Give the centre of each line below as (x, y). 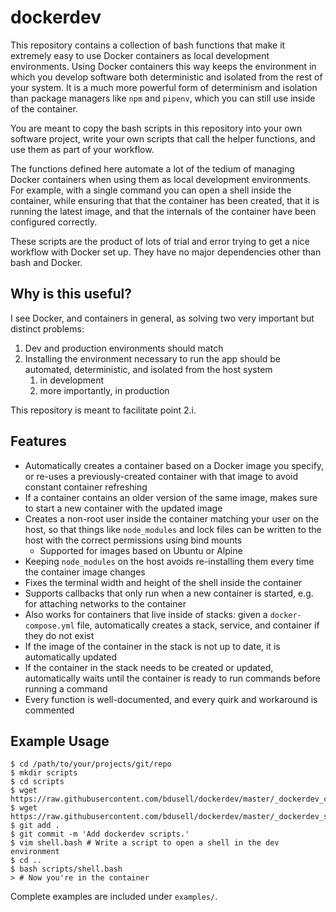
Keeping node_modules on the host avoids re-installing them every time (169, 561)
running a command (66, 688)
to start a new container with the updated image (123, 508)
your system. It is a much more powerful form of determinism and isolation (164, 87)
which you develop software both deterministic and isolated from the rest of (166, 77)
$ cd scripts (37, 782)
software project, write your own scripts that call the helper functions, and (163, 138)
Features (38, 441)
